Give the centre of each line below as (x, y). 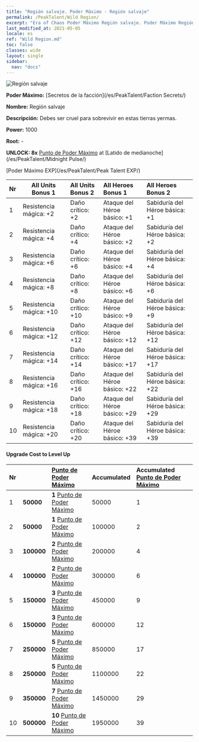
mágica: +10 (40, 312)
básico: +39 (120, 438)
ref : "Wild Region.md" (34, 39)
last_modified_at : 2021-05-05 (44, 28)
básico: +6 (118, 291)
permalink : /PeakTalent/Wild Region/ (53, 17)
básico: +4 (118, 267)
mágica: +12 (40, 336)
